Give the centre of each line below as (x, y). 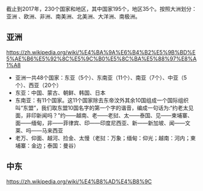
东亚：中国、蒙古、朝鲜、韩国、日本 (60, 92)
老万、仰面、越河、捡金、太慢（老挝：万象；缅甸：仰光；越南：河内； (103, 138)
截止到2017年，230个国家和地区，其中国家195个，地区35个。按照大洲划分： (101, 9)
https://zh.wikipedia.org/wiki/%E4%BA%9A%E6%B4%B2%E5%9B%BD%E (101, 52)
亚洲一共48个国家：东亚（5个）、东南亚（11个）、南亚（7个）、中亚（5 (101, 77)
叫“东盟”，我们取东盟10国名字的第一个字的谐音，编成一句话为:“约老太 (102, 108)
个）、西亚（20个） (38, 85)
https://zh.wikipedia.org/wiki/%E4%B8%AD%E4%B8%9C (79, 181)
